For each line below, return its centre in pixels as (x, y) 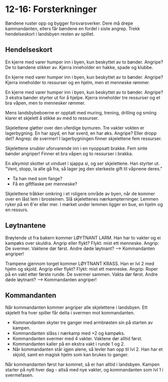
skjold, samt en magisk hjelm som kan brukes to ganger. (70, 355)
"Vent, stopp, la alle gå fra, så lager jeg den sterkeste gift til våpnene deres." (84, 169)
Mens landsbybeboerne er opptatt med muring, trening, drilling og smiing (81, 112)
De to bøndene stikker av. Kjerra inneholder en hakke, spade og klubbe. (79, 67)
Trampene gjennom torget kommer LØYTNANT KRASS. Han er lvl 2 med (80, 264)
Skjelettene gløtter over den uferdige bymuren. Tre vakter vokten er (75, 128)
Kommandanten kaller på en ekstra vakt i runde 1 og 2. (69, 344)
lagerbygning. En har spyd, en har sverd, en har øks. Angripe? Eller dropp (81, 133)
